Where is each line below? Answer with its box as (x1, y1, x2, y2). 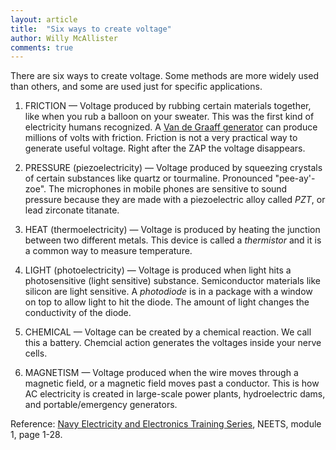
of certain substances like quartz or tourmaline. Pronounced (24, 172, 273, 185)
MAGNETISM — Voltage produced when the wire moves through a (24, 367, 299, 379)
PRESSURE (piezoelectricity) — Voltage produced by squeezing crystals (24, 162, 323, 174)
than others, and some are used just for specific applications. (10, 81, 263, 93)
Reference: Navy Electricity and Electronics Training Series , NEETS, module (10, 418, 322, 430)
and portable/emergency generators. (24, 399, 178, 411)
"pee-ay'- (274, 172, 316, 185)
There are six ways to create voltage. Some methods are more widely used (10, 70, 319, 82)
